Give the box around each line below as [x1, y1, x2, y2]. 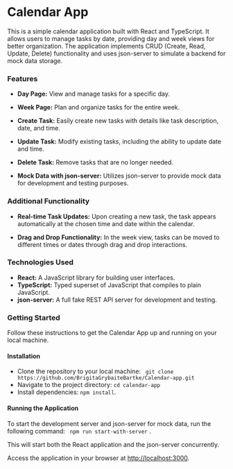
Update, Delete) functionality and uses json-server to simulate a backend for [7, 49, 226, 58]
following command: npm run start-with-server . [7, 427, 151, 435]
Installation [7, 352, 40, 360]
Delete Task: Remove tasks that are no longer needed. [17, 158, 173, 167]
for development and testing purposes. [17, 179, 129, 187]
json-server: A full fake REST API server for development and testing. [17, 296, 217, 304]
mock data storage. [7, 56, 63, 65]
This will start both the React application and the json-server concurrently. [7, 440, 220, 448]
